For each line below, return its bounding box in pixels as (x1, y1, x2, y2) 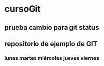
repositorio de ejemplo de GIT (4, 39, 98, 48)
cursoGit (4, 3, 41, 15)
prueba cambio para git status (4, 23, 99, 32)
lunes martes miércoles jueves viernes (4, 54, 100, 61)
